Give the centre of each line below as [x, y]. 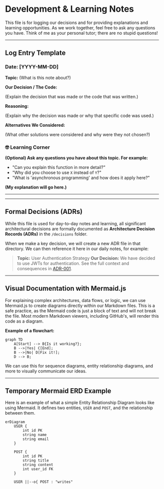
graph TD [14, 339]
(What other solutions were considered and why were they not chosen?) [78, 134]
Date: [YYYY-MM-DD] [32, 67]
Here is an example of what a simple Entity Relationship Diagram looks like [80, 403]
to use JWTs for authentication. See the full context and [73, 263]
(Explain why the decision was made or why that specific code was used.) [80, 116]
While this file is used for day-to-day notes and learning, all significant [76, 223]
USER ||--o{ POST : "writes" [43, 482]
